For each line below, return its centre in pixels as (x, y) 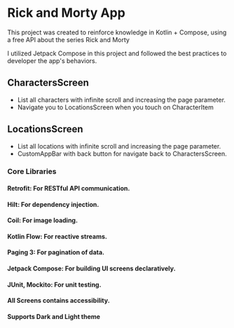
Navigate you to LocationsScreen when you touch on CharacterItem (115, 107)
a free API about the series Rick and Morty (68, 39)
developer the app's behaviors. (52, 60)
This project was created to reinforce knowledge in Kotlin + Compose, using (117, 32)
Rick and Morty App (67, 13)
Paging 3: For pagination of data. (56, 252)
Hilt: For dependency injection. (53, 204)
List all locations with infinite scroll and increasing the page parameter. (119, 146)
